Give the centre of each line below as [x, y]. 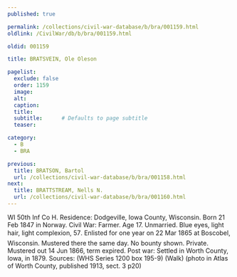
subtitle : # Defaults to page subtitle [81, 118]
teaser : [25, 125]
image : [23, 92]
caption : [27, 105]
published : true [31, 14]
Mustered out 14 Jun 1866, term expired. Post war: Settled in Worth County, [118, 251]
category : [22, 138]
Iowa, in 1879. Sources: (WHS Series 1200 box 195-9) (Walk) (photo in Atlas [118, 258]
